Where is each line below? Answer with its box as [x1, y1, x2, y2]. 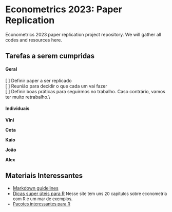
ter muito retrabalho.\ [5, 94, 50, 100]
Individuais [5, 105, 30, 112]
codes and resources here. [5, 37, 63, 43]
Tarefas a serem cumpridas [5, 52, 95, 60]
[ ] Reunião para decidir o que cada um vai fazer [5, 83, 108, 89]
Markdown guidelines [12, 185, 59, 191]
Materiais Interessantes [5, 172, 83, 180]
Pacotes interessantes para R [12, 201, 71, 207]
